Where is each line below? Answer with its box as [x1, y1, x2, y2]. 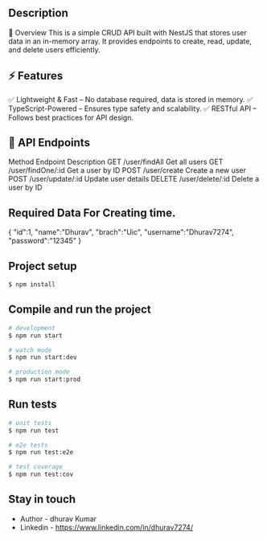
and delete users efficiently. [8, 44, 101, 55]
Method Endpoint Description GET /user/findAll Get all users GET [8, 157, 224, 167]
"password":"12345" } [8, 236, 82, 246]
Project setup [8, 259, 78, 272]
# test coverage [8, 463, 63, 471]
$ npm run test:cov [8, 470, 74, 479]
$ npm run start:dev [8, 354, 78, 362]
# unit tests [8, 419, 52, 427]
